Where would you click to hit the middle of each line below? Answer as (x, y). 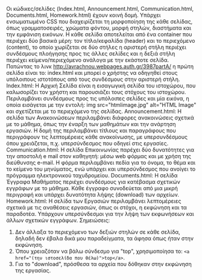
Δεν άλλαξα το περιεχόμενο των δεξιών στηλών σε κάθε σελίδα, (98, 232)
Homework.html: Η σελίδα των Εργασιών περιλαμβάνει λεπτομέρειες (94, 201)
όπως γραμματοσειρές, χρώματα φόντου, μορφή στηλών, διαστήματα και (99, 28)
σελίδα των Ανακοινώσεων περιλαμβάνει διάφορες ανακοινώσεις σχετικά (100, 118)
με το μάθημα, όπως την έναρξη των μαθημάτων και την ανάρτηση (91, 124)
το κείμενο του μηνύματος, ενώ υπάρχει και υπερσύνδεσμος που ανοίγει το (101, 169)
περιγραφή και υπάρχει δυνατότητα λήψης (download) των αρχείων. (93, 195)
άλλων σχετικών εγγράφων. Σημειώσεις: (58, 220)
